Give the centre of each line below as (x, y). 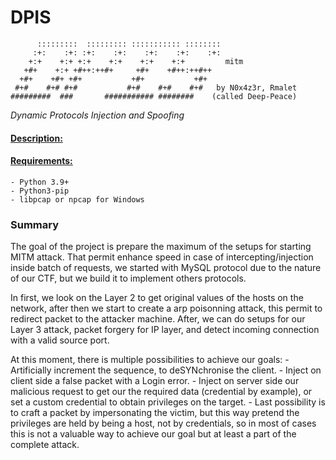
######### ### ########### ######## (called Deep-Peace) (154, 96)
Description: (36, 138)
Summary (35, 224)
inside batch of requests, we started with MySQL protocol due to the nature (166, 268)
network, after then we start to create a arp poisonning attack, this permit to (166, 308)
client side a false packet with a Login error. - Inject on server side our (155, 381)
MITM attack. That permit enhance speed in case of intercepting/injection (162, 257)
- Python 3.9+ (40, 182)
